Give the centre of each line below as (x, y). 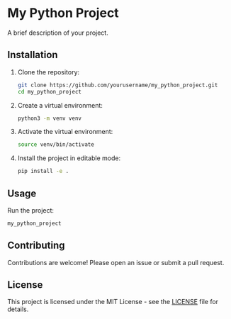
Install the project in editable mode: (69, 158)
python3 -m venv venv (50, 118)
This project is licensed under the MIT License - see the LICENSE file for (113, 302)
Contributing (36, 246)
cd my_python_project (49, 91)
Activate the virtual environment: (65, 132)
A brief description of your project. (58, 33)
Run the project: (31, 210)
